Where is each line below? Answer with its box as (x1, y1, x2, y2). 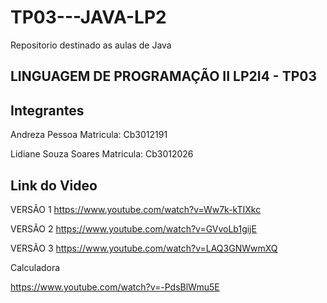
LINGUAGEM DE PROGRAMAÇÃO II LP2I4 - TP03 (10, 68, 318, 85)
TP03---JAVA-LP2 (10, 6, 167, 29)
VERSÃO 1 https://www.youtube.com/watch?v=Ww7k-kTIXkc (10, 203, 262, 215)
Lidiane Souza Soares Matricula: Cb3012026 (10, 148, 194, 160)
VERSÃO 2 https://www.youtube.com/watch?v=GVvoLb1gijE (10, 222, 257, 235)
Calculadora (10, 261, 61, 273)
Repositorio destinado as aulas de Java (10, 39, 172, 51)
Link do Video (10, 177, 98, 194)
